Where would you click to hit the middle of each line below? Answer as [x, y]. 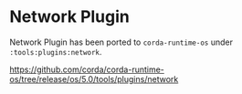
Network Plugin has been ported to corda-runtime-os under [121, 42]
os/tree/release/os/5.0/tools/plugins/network [94, 78]
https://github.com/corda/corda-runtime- [87, 69]
